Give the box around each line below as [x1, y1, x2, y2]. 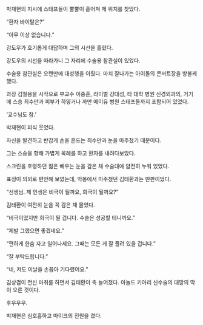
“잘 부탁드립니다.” [6, 253, 48, 260]
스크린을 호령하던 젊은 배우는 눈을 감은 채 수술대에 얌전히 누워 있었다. [6, 163, 170, 169]
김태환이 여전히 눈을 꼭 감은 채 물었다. [6, 201, 95, 208]
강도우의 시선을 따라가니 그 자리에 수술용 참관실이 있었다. [6, 57, 141, 64]
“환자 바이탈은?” [6, 18, 45, 26]
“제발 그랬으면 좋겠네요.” [6, 227, 65, 234]
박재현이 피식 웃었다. [6, 124, 55, 131]
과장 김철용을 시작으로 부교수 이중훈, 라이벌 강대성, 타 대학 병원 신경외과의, [6, 91, 182, 97]
